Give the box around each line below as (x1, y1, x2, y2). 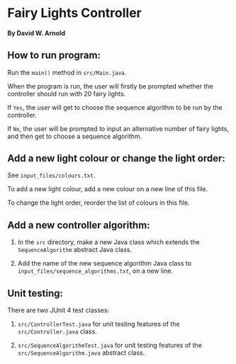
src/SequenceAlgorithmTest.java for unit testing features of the (17, 341, 202, 350)
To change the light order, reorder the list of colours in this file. (7, 198, 190, 207)
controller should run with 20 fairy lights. (7, 89, 126, 98)
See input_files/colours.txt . (7, 171, 96, 180)
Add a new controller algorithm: (7, 219, 150, 231)
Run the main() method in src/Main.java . (7, 68, 127, 76)
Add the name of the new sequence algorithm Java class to (17, 259, 192, 268)
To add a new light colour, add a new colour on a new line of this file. (7, 185, 208, 193)
